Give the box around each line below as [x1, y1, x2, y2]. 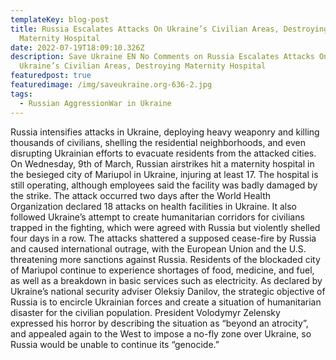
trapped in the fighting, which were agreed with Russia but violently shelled [10, 221, 321, 233]
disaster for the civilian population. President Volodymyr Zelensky [10, 306, 281, 318]
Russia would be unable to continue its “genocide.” [10, 338, 220, 350]
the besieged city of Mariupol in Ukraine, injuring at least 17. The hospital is [10, 168, 319, 180]
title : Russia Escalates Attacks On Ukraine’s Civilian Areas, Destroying [10, 24, 329, 34]
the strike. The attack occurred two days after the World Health [10, 189, 272, 201]
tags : [10, 89, 33, 99]
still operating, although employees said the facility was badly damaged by [10, 179, 318, 191]
